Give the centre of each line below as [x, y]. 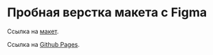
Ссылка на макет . [33, 31]
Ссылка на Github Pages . [44, 44]
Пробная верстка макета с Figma [107, 13]
